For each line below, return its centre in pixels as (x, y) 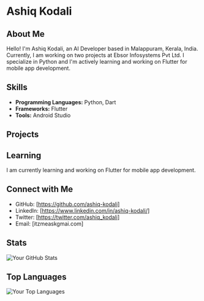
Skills (17, 87)
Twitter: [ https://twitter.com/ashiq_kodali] (67, 217)
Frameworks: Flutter (41, 109)
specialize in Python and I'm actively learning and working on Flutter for (97, 62)
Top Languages (36, 277)
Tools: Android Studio (43, 115)
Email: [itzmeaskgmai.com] (49, 223)
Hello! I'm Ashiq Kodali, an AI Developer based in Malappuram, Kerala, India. (102, 48)
